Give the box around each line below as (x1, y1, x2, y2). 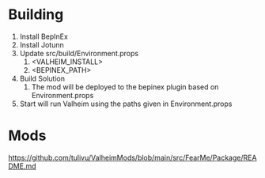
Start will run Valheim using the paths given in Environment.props (19, 99, 233, 108)
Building (8, 6, 64, 24)
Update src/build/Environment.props (19, 48, 139, 58)
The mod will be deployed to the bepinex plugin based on (31, 81, 219, 92)
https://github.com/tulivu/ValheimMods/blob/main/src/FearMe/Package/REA (8, 153, 257, 162)
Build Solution (19, 74, 66, 83)
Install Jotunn (19, 40, 65, 49)
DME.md (8, 161, 37, 171)
